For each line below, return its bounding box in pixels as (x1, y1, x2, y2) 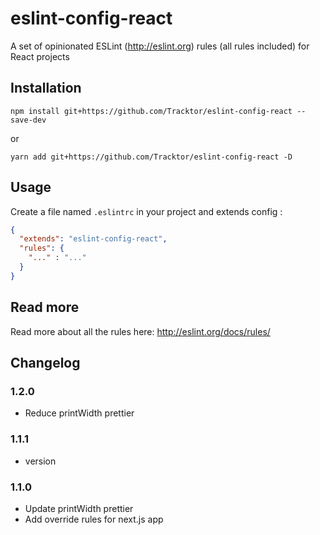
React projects (10, 50, 70, 62)
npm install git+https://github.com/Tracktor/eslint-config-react (10, 106, 293, 116)
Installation (10, 80, 82, 97)
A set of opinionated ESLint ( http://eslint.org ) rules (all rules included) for (10, 40, 310, 52)
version (24, 455, 57, 467)
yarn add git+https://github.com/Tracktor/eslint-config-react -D (10, 152, 293, 162)
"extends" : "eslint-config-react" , (19, 234, 168, 244)
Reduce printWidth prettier (24, 407, 135, 419)
